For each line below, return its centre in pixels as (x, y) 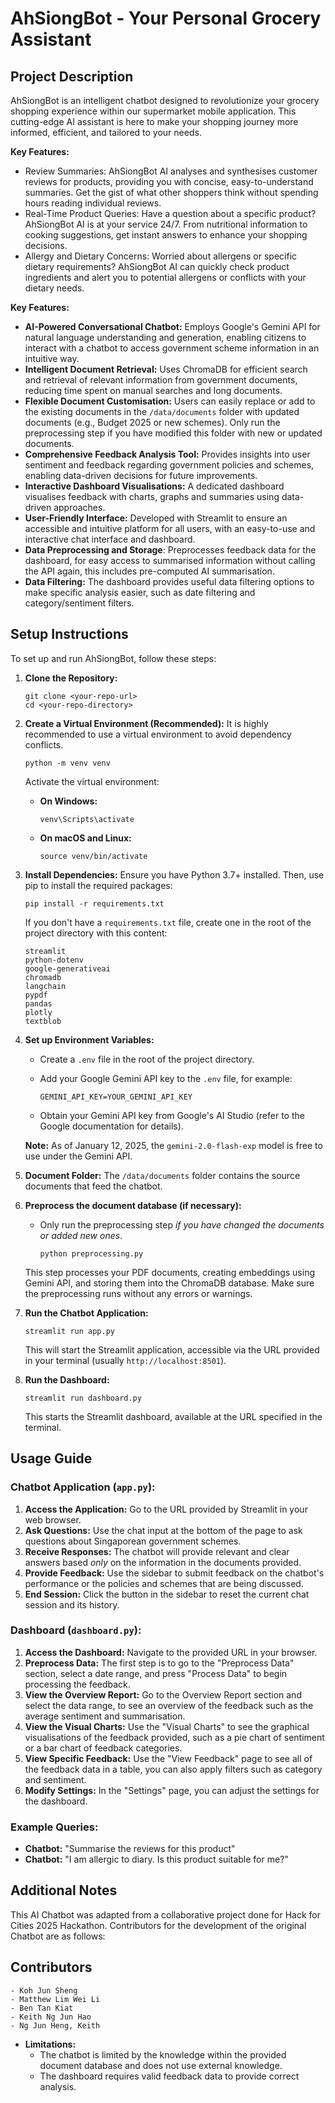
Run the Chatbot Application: (86, 1313)
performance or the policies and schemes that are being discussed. (164, 1583)
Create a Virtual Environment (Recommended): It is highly (146, 723)
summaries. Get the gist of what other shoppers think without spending (171, 192)
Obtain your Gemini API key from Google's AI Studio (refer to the (172, 1115)
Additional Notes (64, 1890)
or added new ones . (81, 1235)
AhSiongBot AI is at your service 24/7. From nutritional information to (166, 224)
